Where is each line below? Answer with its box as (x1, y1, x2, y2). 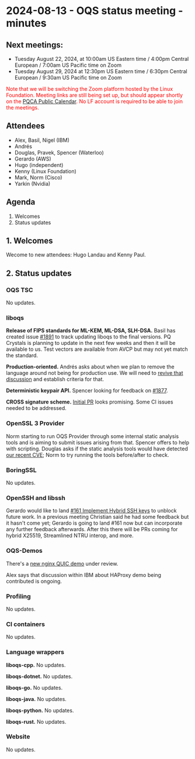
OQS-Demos (6, 546, 43, 555)
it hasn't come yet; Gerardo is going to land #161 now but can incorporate (6, 519, 183, 526)
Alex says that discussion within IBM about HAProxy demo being (6, 571, 162, 578)
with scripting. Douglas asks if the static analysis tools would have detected (6, 445, 188, 452)
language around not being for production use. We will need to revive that (6, 370, 183, 377)
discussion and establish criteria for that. (6, 376, 104, 383)
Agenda (6, 197, 36, 207)
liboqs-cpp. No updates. (6, 661, 66, 668)
